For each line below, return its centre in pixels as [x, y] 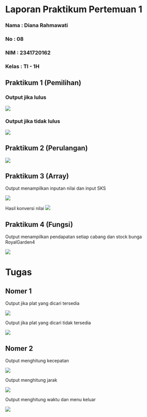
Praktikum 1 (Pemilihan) [43, 83]
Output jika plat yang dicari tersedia [42, 303]
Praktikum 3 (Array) [37, 176]
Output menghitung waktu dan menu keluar [51, 400]
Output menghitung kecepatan [37, 361]
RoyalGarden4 [20, 242]
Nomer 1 [19, 291]
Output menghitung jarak [31, 380]
